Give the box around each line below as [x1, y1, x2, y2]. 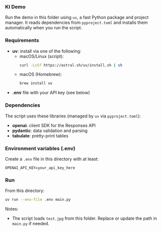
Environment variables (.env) [5, 145, 76, 152]
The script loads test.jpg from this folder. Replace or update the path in [12, 215, 157, 221]
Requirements [5, 37, 40, 44]
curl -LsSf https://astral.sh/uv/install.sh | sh [19, 62, 123, 68]
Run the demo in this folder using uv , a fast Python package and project [5, 15, 149, 20]
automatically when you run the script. [5, 25, 82, 31]
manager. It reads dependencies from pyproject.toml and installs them [5, 19, 148, 25]
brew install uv [19, 81, 53, 86]
